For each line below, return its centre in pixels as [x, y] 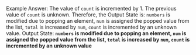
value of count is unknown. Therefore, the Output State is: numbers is [88, 15]
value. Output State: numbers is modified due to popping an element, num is [96, 33]
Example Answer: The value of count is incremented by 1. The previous [91, 8]
